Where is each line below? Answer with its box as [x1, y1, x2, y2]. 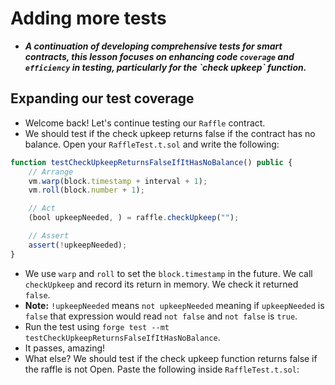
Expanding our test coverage [10, 90, 195, 107]
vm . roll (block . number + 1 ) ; [28, 185, 145, 196]
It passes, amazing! [24, 342, 106, 354]
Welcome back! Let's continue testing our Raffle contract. [24, 117, 266, 129]
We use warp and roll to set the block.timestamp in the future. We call [24, 267, 313, 279]
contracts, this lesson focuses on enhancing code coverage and [24, 50, 295, 62]
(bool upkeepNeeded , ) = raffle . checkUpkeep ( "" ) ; [28, 213, 240, 223]
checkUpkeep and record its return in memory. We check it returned [24, 278, 299, 290]
